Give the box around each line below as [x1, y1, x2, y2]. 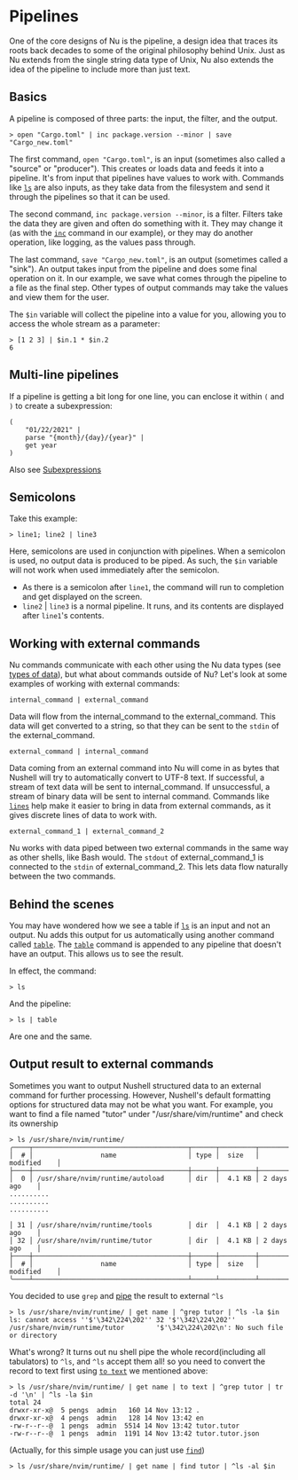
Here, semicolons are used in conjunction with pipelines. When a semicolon [9, 546, 286, 556]
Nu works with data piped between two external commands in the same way [9, 843, 289, 854]
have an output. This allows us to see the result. [9, 949, 184, 959]
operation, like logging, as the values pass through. [9, 237, 197, 248]
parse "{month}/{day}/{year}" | [25, 433, 145, 442]
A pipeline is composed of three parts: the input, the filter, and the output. [9, 113, 278, 123]
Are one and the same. [9, 1031, 92, 1042]
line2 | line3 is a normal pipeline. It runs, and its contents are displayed [21, 601, 284, 611]
